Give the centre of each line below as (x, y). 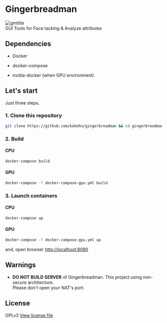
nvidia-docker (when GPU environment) (53, 75)
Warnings (21, 265)
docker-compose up (24, 218)
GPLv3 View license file (29, 315)
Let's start (22, 91)
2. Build (14, 139)
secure (19, 282)
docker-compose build (28, 161)
